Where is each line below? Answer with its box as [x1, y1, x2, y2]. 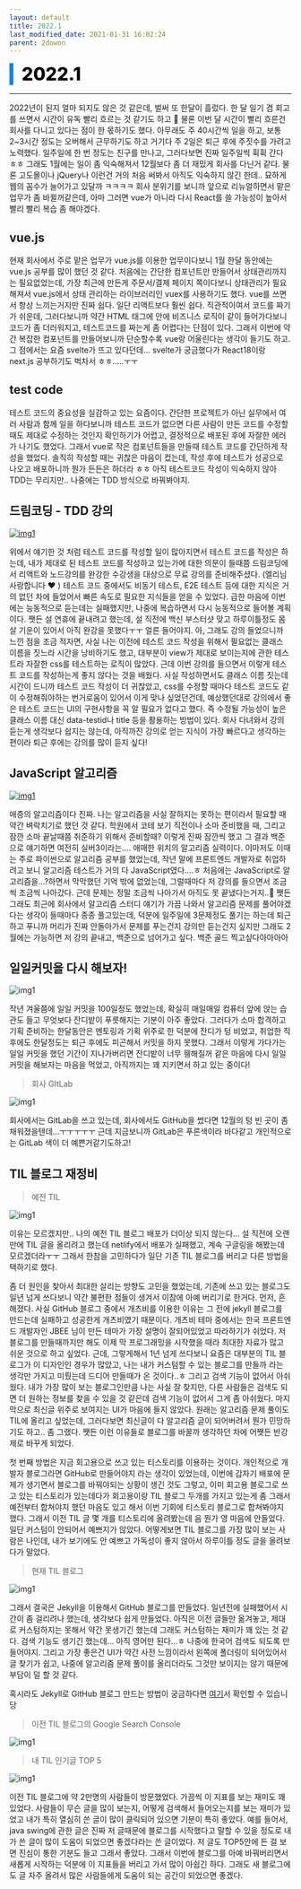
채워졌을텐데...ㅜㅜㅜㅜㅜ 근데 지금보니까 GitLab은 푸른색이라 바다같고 [9, 1127, 254, 1137]
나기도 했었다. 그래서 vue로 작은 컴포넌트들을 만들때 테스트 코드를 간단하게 [18, 440, 279, 451]
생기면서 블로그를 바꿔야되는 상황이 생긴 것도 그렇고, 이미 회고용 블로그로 [25, 1479, 279, 1490]
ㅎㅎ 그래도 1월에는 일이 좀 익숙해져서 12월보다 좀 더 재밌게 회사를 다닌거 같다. [9, 159, 280, 170]
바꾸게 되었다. [25, 1438, 74, 1449]
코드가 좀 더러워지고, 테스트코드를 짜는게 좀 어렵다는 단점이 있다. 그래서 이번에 [9, 322, 282, 333]
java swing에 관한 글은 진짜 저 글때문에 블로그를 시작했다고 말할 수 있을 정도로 [9, 1825, 282, 1836]
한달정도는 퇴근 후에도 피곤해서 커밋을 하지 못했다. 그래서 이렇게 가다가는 [32, 1037, 287, 1048]
